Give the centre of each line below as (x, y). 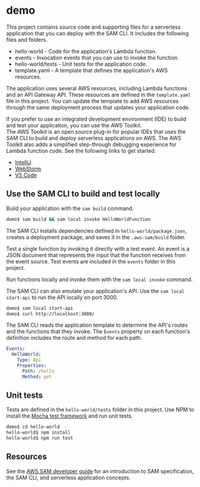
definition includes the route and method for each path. (74, 338)
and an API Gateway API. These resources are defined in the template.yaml (99, 95)
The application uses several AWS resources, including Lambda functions (97, 88)
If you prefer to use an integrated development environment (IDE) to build (96, 119)
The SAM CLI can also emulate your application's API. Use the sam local (96, 291)
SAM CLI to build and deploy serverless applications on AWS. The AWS (94, 138)
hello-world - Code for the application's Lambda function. (86, 51)
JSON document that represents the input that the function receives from (96, 255)
